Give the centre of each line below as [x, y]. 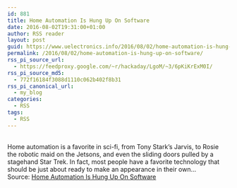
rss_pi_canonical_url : [41, 86]
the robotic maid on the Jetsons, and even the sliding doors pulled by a [110, 154]
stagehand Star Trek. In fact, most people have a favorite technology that [114, 161]
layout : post [26, 40]
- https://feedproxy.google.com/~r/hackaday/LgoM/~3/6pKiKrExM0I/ [113, 66]
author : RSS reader [36, 34]
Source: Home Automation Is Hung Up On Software [82, 177]
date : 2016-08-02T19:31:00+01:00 [56, 27]
